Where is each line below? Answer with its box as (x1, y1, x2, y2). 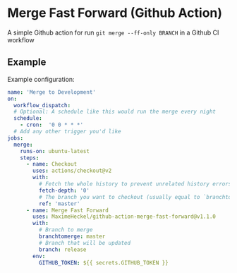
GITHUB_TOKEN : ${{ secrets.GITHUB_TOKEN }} (38, 259, 169, 266)
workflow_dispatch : (13, 102, 71, 109)
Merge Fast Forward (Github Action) (7, 5, 223, 21)
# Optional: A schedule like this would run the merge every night (13, 108, 217, 116)
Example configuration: (7, 75, 75, 83)
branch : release (38, 245, 87, 253)
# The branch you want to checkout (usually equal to (38, 193, 200, 200)
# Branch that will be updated (38, 239, 131, 246)
